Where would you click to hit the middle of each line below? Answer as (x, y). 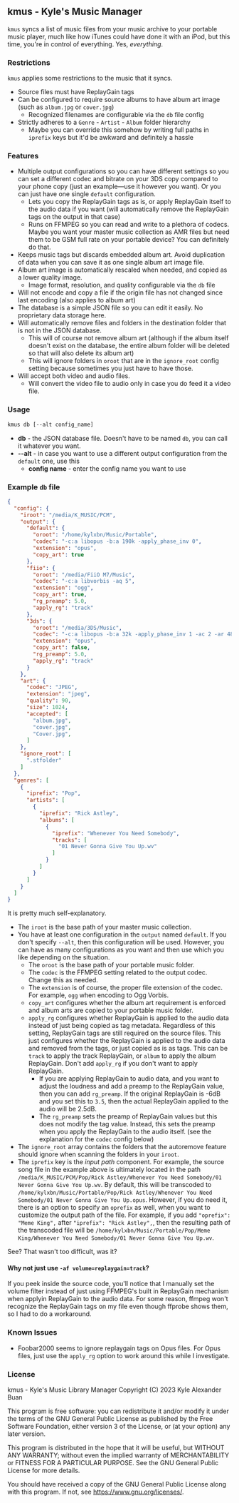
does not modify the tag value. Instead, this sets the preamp (127, 1124)
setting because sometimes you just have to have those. (111, 368)
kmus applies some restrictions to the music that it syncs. (90, 78)
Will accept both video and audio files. (74, 376)
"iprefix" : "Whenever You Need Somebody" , (116, 833)
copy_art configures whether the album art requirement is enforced (127, 1003)
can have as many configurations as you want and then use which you (121, 950)
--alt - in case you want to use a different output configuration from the (122, 453)
